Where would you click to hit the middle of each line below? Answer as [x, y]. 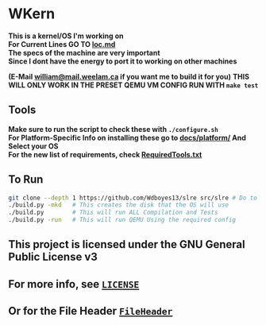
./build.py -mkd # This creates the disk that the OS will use [118, 205]
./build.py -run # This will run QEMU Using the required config [122, 220]
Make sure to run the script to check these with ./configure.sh [113, 129]
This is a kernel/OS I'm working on [66, 36]
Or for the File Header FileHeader [91, 311]
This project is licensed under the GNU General [127, 244]
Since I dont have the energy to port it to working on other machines [123, 61]
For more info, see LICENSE [74, 284]
